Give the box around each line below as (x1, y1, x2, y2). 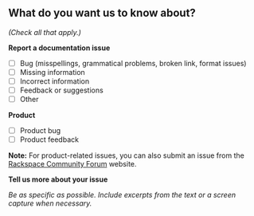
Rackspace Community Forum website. (8, 159, 137, 169)
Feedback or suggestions (19, 85, 104, 95)
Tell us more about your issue (8, 175, 108, 184)
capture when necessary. (8, 198, 92, 208)
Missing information (19, 67, 85, 77)
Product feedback (19, 135, 80, 144)
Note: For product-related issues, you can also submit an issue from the (8, 151, 244, 160)
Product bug (19, 126, 61, 135)
